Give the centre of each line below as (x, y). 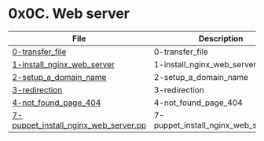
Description (221, 38)
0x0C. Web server (69, 14)
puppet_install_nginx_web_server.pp (79, 125)
